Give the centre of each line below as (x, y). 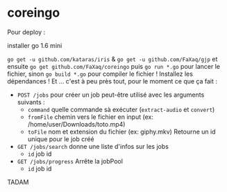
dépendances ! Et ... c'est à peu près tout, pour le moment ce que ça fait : (112, 81)
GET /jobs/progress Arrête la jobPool (70, 161)
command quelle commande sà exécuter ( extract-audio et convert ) (121, 109)
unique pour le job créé (61, 139)
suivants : (31, 102)
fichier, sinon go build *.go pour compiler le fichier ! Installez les (100, 74)
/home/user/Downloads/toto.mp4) (76, 124)
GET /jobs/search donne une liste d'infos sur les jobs (93, 146)
